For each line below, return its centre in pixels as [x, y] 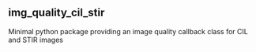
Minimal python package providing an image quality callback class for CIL [128, 31]
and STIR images [36, 40]
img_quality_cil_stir [56, 13]
